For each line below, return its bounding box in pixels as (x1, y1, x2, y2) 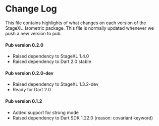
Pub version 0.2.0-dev (5, 70, 54, 76)
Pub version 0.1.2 (5, 98, 42, 104)
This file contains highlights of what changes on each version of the (5, 20, 146, 26)
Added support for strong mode (12, 109, 79, 115)
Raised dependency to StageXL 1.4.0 (12, 53, 89, 59)
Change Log (5, 3, 57, 15)
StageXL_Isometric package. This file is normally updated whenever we (5, 25, 154, 31)
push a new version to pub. (5, 30, 62, 36)
